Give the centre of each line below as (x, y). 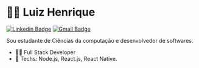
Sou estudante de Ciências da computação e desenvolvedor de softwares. (100, 40)
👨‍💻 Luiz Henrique (51, 12)
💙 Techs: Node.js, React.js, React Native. (66, 58)
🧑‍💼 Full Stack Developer (45, 52)
